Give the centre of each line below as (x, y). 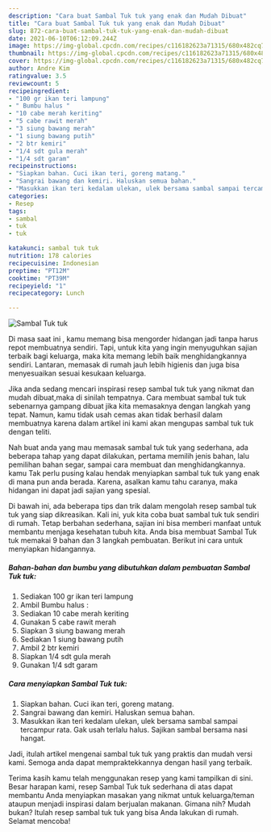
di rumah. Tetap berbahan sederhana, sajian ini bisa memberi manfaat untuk (135, 523)
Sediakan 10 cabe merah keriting (74, 614)
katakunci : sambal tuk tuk (54, 248)
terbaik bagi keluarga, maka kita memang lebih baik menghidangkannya (128, 356)
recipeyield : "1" (38, 286)
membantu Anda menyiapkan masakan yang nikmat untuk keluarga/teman (131, 796)
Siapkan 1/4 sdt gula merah (65, 657)
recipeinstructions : (43, 166)
